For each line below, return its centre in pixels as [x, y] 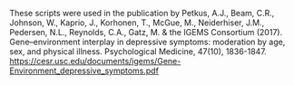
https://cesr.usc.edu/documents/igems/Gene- [95, 61]
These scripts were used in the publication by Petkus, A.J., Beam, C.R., [142, 13]
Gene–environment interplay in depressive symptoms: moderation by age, [147, 42]
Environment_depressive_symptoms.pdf [84, 71]
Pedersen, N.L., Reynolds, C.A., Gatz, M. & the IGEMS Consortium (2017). [146, 32]
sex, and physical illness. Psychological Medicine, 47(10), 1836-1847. [138, 52]
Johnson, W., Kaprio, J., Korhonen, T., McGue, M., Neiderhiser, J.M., [137, 23]
